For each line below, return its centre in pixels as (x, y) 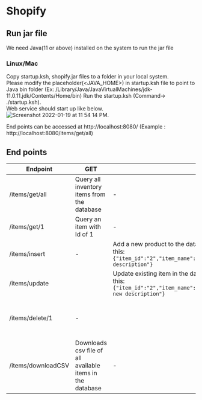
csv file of (89, 351)
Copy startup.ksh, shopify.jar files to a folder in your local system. (88, 77)
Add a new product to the (148, 244)
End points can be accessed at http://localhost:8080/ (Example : (86, 127)
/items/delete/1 (31, 318)
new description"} (139, 294)
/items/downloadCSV (39, 366)
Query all (88, 179)
